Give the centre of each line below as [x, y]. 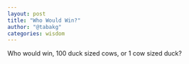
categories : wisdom [36, 33]
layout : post [27, 14]
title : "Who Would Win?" [44, 20]
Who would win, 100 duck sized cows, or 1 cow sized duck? [95, 53]
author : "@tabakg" [34, 27]
